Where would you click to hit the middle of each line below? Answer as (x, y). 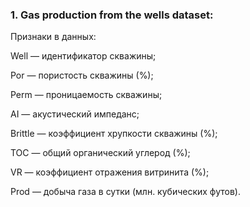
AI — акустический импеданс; (75, 114)
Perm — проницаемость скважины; (86, 95)
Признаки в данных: (53, 37)
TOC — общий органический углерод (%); (100, 153)
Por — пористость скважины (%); (82, 75)
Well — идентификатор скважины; (83, 56)
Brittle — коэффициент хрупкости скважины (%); (114, 134)
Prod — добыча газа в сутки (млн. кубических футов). (126, 192)
